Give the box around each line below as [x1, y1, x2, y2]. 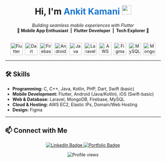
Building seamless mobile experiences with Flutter [32, 22, 134, 28]
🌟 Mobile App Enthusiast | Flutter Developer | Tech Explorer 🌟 [17, 27, 149, 33]
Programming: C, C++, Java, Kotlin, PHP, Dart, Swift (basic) [12, 86, 135, 92]
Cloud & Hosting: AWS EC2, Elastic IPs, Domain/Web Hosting [12, 102, 137, 108]
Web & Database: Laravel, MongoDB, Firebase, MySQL [12, 96, 125, 102]
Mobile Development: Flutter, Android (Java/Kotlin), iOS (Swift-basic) [12, 91, 154, 97]
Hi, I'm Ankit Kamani [34, 6, 120, 17]
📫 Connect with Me [5, 126, 68, 135]
